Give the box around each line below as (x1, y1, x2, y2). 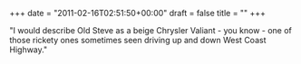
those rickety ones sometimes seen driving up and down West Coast (9, 35, 267, 45)
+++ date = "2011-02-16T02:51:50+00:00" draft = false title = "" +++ (9, 8, 266, 18)
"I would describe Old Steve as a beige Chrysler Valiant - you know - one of (9, 25, 293, 35)
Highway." (9, 44, 48, 55)
